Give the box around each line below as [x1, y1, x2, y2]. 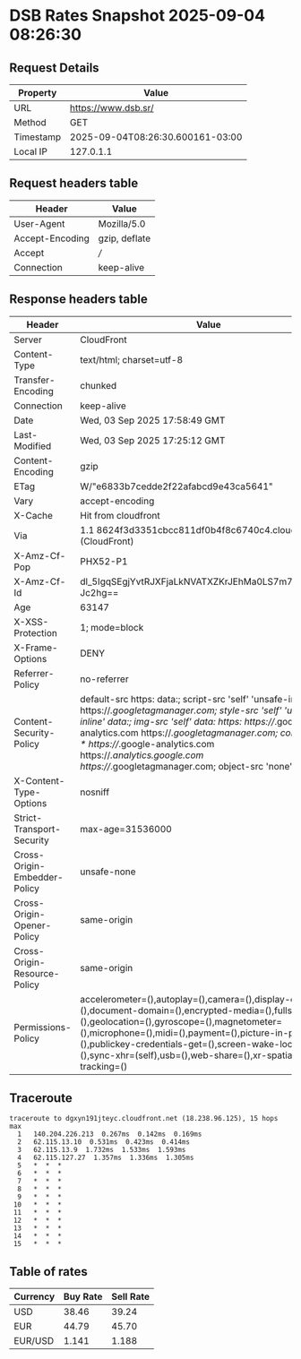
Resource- [13, 967, 60, 979]
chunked [80, 379, 117, 391]
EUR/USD [13, 1335, 55, 1347]
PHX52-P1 [80, 555, 128, 567]
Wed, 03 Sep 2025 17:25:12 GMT [80, 434, 226, 446]
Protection [13, 626, 58, 639]
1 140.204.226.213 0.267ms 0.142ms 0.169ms [17, 1130, 202, 1139]
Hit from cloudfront [80, 509, 160, 521]
